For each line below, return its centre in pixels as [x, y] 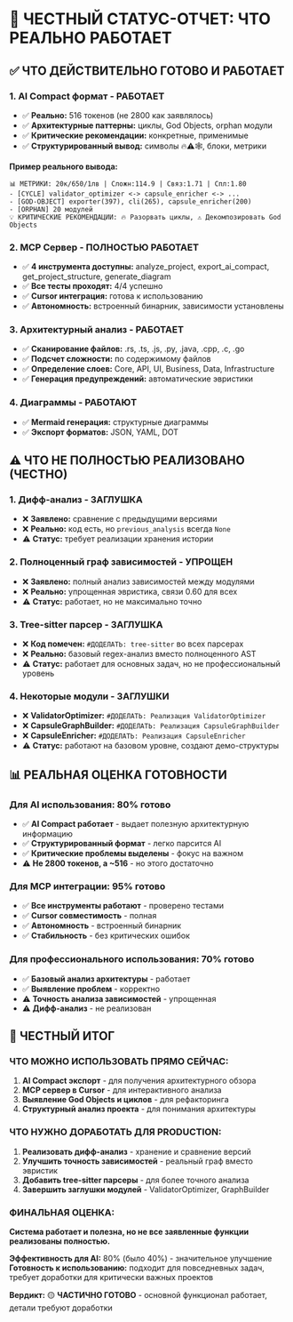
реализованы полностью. [60, 1241]
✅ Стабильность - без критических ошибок [106, 936]
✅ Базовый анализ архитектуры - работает [106, 979]
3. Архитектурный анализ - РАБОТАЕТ [97, 330]
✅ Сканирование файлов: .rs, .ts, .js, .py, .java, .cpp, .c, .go [133, 349]
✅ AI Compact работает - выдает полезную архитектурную [135, 824]
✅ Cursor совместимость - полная [89, 916]
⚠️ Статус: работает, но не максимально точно [112, 601]
